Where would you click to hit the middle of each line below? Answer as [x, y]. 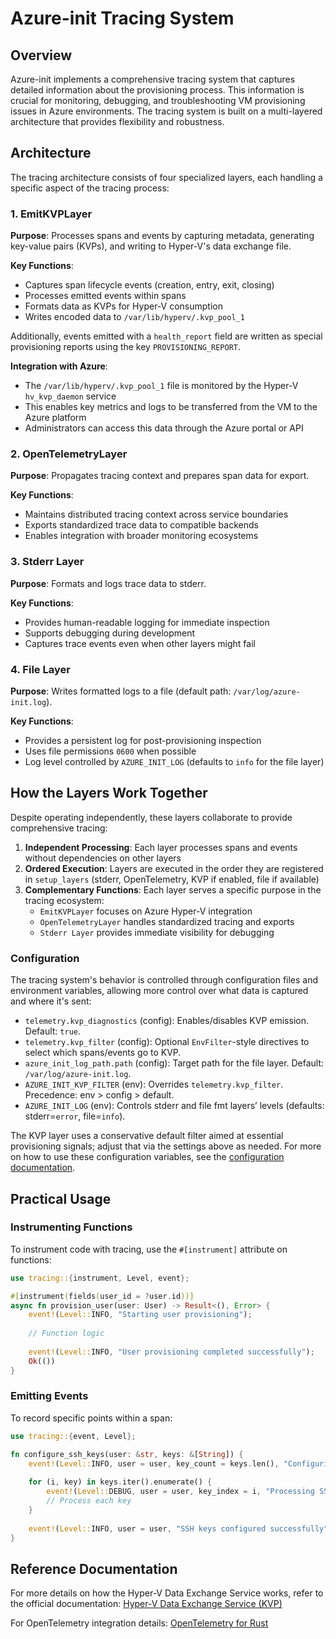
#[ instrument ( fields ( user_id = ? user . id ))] [102, 1296]
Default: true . [52, 1031]
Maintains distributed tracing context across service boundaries [156, 514]
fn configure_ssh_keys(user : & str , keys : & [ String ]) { [127, 1454]
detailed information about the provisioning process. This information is [157, 90]
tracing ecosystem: [64, 900]
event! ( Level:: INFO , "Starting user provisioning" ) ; [140, 1315]
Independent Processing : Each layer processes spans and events [161, 847]
